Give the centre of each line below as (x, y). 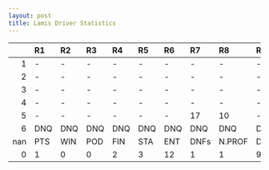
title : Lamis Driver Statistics (62, 23)
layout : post (30, 16)
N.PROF (233, 141)
